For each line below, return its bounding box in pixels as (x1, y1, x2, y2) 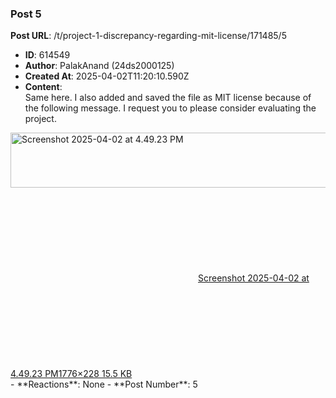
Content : (24, 81, 63, 93)
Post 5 (10, 7, 42, 21)
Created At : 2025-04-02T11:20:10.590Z (24, 70, 190, 82)
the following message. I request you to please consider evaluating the (24, 102, 317, 114)
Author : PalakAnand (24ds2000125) (24, 60, 175, 72)
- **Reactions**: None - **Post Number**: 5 (10, 378, 198, 391)
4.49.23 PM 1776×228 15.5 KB (10, 368, 133, 380)
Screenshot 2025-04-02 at (198, 272, 310, 284)
